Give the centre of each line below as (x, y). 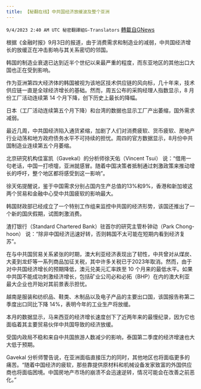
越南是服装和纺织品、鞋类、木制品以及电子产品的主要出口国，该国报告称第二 (100, 296)
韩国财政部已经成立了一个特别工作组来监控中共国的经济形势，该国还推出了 (98, 206)
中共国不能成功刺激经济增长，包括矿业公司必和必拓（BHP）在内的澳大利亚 (98, 276)
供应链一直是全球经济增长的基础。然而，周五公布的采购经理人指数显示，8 (97, 90)
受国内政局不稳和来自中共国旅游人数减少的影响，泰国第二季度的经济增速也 (98, 337)
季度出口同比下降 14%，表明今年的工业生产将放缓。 (70, 304)
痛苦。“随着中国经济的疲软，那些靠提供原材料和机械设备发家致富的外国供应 (99, 364)
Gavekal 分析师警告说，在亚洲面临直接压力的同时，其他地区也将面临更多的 (98, 357)
